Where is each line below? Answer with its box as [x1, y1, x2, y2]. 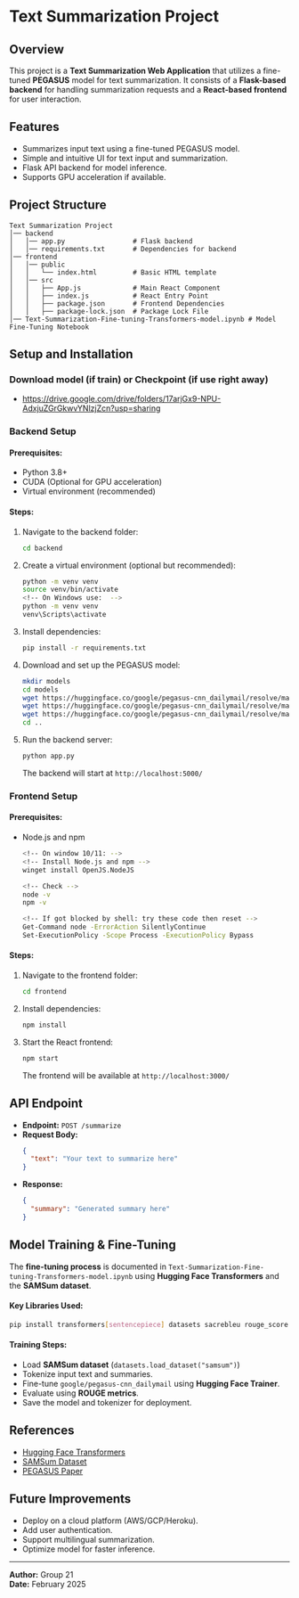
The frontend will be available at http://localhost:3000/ [21, 1069, 230, 1080]
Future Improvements [9, 1491, 132, 1507]
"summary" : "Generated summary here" [30, 1205, 171, 1214]
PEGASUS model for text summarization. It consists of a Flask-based [32, 75, 287, 86]
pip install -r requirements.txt [21, 643, 147, 652]
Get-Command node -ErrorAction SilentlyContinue [21, 922, 206, 932]
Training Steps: [9, 1340, 68, 1350]
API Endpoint [9, 1096, 83, 1111]
